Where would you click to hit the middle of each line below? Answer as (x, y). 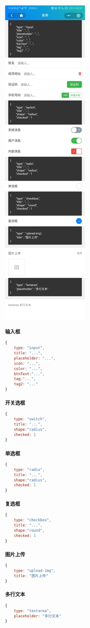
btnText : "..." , (29, 374)
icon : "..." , (27, 363)
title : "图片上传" (31, 576)
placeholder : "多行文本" (38, 616)
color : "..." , (28, 369)
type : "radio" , (29, 469)
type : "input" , (29, 348)
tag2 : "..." (26, 384)
